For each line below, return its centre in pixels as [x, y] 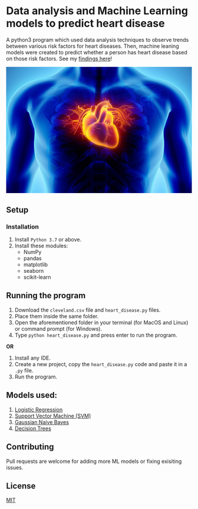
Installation [23, 227]
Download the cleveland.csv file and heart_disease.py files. [88, 310]
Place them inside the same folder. [57, 316]
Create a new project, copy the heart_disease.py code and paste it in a [101, 364]
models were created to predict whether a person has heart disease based [97, 52]
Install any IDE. [33, 358]
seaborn [34, 271]
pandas [33, 259]
